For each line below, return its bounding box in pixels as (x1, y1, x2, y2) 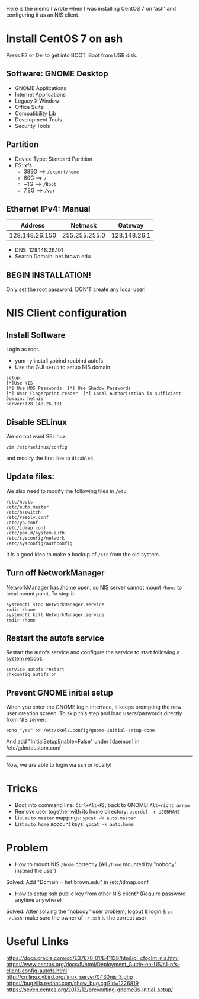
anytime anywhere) (14, 896, 62, 904)
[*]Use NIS (6, 380, 33, 386)
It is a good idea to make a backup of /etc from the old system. (6, 550, 161, 558)
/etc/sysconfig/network (6, 535, 65, 541)
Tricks (6, 782, 38, 796)
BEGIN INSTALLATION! (6, 270, 92, 280)
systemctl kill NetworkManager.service (6, 611, 105, 618)
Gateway (118, 222, 144, 230)
